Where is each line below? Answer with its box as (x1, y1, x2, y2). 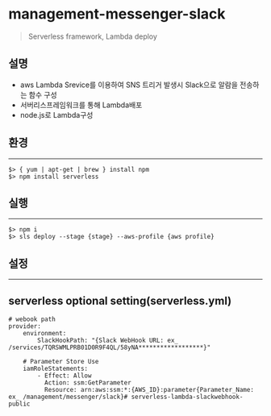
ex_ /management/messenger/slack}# (8, 393, 128, 401)
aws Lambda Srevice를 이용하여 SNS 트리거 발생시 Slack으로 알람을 (19, 80, 238, 89)
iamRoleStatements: (23, 364, 89, 372)
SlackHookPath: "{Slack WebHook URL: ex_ (37, 336, 179, 344)
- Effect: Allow (37, 372, 92, 380)
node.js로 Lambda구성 (19, 110, 94, 119)
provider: (8, 322, 42, 331)
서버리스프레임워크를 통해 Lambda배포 (19, 100, 143, 110)
